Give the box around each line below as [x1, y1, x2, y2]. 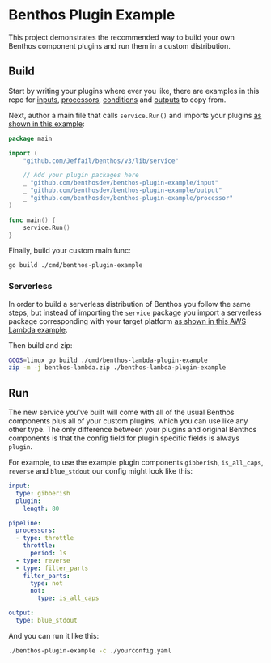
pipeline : [8, 519, 42, 527]
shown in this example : [8, 119, 85, 129]
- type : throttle [15, 534, 74, 542]
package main [8, 134, 53, 142]
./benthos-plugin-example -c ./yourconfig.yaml [8, 646, 172, 655]
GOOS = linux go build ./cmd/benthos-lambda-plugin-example [8, 356, 208, 364]
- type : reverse [15, 556, 70, 564]
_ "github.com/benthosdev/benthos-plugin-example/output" [23, 186, 222, 195]
